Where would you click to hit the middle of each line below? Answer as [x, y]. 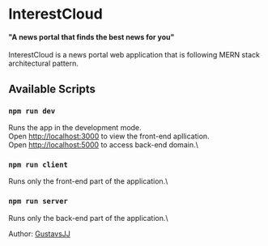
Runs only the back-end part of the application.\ [88, 218]
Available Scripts [52, 89]
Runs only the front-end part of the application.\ [88, 181]
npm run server [38, 201]
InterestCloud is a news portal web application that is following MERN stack [134, 55]
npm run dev [32, 111]
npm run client [38, 165]
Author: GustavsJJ [40, 233]
